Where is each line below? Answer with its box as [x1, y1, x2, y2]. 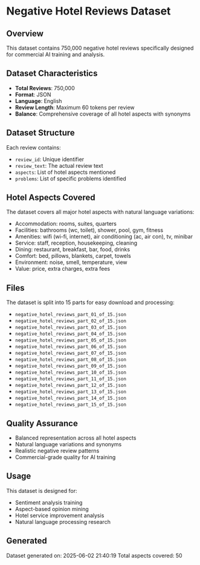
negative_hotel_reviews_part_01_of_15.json [15, 312, 127, 318]
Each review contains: [6, 144, 62, 151]
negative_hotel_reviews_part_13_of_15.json [15, 389, 127, 395]
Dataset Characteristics [6, 68, 98, 79]
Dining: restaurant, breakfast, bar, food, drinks [15, 246, 131, 253]
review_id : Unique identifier [15, 156, 85, 163]
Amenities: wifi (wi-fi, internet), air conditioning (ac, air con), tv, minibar [15, 233, 193, 240]
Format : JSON [15, 91, 51, 98]
